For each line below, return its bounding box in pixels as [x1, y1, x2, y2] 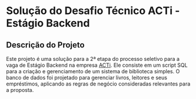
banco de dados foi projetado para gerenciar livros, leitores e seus [6, 74, 168, 81]
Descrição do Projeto [6, 40, 85, 50]
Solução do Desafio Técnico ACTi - [6, 4, 180, 18]
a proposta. [6, 87, 34, 93]
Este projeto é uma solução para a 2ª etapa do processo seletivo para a [6, 56, 180, 62]
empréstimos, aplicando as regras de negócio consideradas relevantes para [6, 80, 191, 87]
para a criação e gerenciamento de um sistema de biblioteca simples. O [6, 68, 180, 74]
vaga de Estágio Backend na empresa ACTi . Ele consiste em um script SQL [6, 62, 188, 69]
